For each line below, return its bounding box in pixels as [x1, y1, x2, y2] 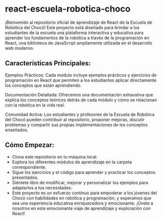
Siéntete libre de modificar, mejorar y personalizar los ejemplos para [12, 179, 148, 185]
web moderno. [5, 45, 34, 51]
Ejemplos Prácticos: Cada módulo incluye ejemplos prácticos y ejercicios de [5, 72, 157, 78]
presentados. [12, 174, 39, 180]
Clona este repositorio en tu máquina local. [12, 154, 98, 159]
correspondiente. [12, 164, 47, 170]
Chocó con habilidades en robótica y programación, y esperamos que [12, 195, 151, 201]
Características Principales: [5, 59, 91, 67]
